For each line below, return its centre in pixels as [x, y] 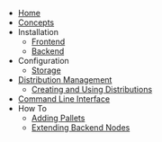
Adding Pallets [58, 118]
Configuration [43, 61]
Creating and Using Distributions [92, 89]
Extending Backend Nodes [81, 128]
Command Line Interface [64, 99]
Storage [46, 70]
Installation [38, 32]
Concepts [36, 22]
